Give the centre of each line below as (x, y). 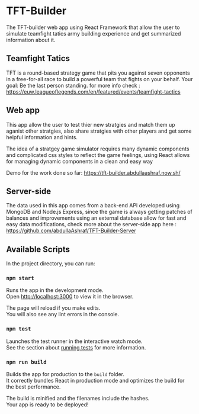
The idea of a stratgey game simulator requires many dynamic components (98, 149)
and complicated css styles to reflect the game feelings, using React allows (98, 155)
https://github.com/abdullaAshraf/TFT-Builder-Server (71, 231)
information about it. (31, 40)
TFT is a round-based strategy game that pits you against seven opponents (98, 73)
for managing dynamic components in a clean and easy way (79, 161)
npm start (20, 278)
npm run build (26, 362)
